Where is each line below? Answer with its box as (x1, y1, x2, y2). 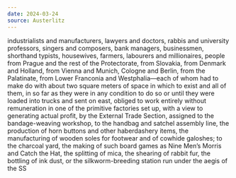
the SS (7, 164, 27, 172)
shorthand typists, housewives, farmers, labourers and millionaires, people (7, 51, 225, 60)
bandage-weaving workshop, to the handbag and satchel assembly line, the (7, 119, 230, 127)
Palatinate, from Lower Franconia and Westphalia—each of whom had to (7, 73, 219, 82)
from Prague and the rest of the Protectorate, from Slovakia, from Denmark (7, 59, 227, 67)
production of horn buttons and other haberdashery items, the (7, 126, 189, 135)
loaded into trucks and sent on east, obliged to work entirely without (7, 96, 207, 105)
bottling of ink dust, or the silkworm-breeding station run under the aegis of (7, 156, 228, 165)
